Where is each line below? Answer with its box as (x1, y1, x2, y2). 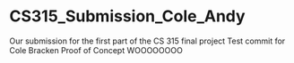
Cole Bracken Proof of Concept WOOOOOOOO (9, 44, 184, 55)
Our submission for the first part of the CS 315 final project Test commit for (9, 35, 286, 46)
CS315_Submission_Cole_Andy (9, 6, 246, 27)
